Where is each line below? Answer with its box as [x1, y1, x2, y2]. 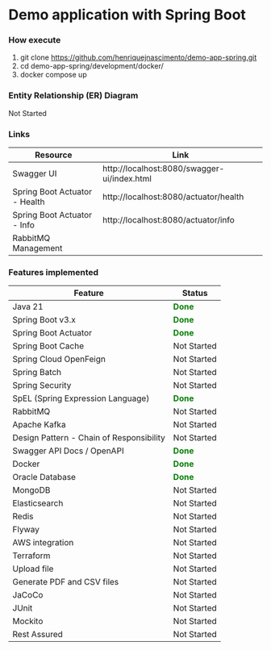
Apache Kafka [12, 419, 66, 431]
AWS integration [12, 537, 74, 548]
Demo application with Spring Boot [8, 6, 246, 24]
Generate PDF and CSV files [12, 577, 119, 588]
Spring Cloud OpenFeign [12, 353, 106, 365]
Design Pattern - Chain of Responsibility [12, 432, 165, 444]
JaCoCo [12, 590, 44, 601]
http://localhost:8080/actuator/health [102, 191, 244, 202]
